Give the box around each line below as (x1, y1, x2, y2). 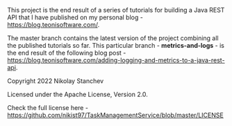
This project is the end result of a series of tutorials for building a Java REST (7, 6, 225, 14)
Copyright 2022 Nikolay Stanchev (7, 77, 104, 85)
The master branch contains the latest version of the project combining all (7, 34, 219, 42)
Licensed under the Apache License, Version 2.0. (7, 90, 148, 98)
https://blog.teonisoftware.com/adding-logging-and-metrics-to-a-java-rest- (7, 56, 225, 64)
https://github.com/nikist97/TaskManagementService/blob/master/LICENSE (7, 111, 224, 119)
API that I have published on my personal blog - (7, 13, 144, 21)
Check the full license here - (7, 104, 89, 111)
